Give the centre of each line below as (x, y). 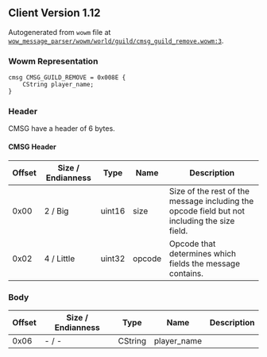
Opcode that (193, 244)
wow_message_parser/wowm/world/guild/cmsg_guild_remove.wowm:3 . (116, 40)
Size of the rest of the (210, 191)
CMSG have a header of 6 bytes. (62, 129)
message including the (212, 201)
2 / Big (56, 211)
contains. (187, 273)
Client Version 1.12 (54, 13)
